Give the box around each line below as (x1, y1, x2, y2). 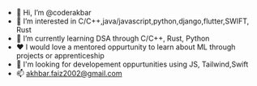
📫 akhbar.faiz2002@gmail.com (15, 69, 123, 78)
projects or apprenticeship (15, 51, 105, 60)
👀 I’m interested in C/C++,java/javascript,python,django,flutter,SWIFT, (15, 16, 250, 26)
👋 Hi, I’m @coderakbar (15, 8, 92, 17)
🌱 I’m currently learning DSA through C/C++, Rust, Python (15, 33, 210, 43)
